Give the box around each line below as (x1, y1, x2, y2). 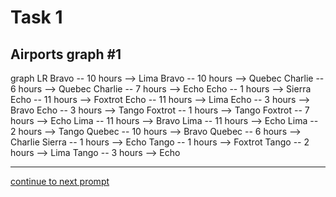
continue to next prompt (10, 176, 110, 187)
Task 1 (10, 6, 63, 29)
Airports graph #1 (10, 46, 122, 63)
